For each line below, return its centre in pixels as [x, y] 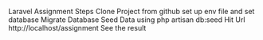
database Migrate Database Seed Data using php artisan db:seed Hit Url [127, 20]
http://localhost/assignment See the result [77, 28]
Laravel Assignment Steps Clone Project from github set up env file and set [131, 11]
